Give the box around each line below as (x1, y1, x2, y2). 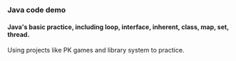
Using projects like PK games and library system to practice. (7, 46, 185, 55)
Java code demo (7, 5, 66, 15)
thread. (7, 30, 30, 38)
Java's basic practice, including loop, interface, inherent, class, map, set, (7, 23, 230, 31)
